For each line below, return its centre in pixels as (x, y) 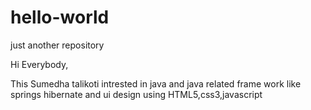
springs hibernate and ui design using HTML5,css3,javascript (136, 94)
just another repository (57, 45)
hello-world (60, 17)
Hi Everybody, (39, 64)
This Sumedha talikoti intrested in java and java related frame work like (156, 83)
